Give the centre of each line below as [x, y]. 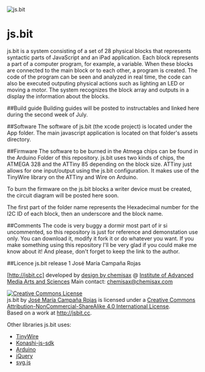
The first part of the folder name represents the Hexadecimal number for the [103, 207]
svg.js [23, 362]
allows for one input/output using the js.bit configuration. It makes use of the [103, 170]
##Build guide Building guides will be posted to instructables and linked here [103, 108]
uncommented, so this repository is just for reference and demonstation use [103, 232]
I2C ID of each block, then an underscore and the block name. [85, 213]
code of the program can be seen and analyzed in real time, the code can [99, 77]
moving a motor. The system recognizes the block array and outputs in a [98, 90]
